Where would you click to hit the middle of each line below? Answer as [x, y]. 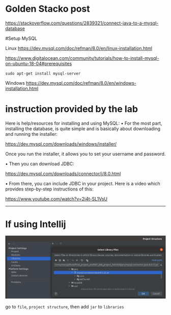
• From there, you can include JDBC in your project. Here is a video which [83, 183]
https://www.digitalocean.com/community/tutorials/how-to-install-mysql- [82, 58]
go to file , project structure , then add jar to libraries [65, 307]
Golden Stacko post [48, 9]
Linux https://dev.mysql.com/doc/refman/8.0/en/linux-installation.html [79, 48]
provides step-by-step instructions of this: [49, 189]
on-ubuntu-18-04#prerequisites [39, 63]
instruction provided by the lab [72, 109]
